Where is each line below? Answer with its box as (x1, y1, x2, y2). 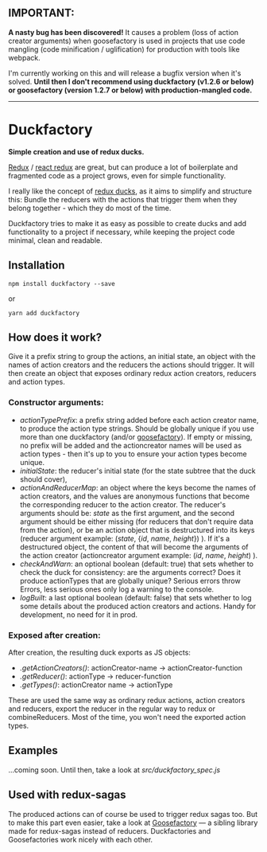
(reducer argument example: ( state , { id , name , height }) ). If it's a (19, 533, 230, 543)
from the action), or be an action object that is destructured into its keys (19, 525, 255, 534)
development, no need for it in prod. (19, 609, 137, 619)
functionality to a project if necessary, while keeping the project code (8, 227, 235, 236)
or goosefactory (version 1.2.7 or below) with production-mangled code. (8, 85, 253, 95)
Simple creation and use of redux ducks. (8, 147, 145, 156)
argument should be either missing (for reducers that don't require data (19, 517, 254, 526)
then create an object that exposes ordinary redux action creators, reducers (8, 369, 257, 378)
